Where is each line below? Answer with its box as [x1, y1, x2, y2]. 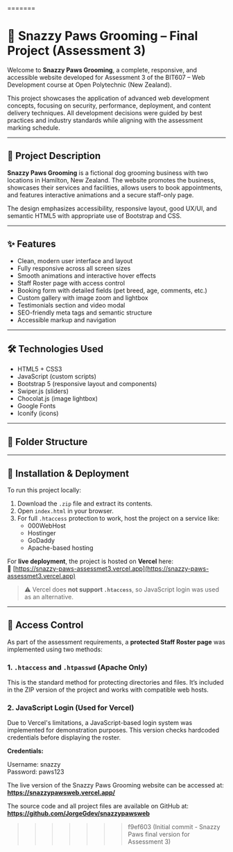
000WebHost [27, 521, 66, 530]
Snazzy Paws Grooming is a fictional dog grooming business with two [7, 168, 209, 177]
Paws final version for [128, 830, 191, 839]
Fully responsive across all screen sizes [17, 264, 131, 272]
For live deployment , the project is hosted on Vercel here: [7, 557, 174, 565]
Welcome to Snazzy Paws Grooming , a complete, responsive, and [7, 65, 198, 74]
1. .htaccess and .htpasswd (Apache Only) [7, 662, 148, 672]
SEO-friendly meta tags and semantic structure [17, 308, 153, 317]
